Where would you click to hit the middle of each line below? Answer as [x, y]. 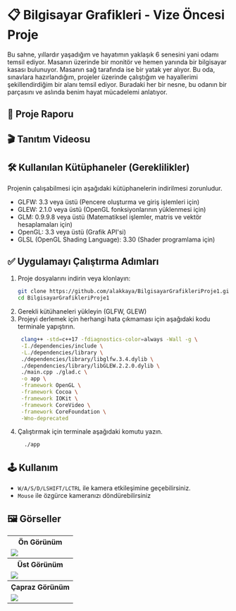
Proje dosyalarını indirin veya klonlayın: [74, 278]
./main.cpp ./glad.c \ [54, 372]
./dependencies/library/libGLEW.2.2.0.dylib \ [90, 366]
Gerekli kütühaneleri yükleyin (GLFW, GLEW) [82, 312]
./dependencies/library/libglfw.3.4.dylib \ [87, 359]
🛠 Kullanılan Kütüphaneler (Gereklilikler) [99, 168]
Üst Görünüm [40, 564]
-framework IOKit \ [49, 398]
